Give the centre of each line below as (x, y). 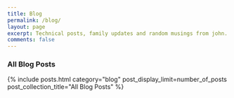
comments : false (31, 40)
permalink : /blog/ (34, 20)
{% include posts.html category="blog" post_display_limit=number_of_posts (117, 79)
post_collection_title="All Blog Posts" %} (66, 87)
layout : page (26, 27)
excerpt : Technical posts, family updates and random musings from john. (118, 33)
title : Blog (25, 14)
